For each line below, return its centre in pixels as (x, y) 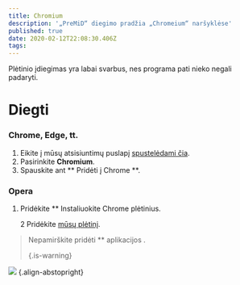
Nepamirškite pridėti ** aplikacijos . (87, 240)
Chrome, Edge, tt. (43, 136)
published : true (35, 31)
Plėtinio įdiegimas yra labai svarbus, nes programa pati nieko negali (120, 69)
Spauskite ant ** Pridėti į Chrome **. (80, 170)
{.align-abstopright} (51, 272)
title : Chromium (35, 16)
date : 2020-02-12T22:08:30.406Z (62, 38)
